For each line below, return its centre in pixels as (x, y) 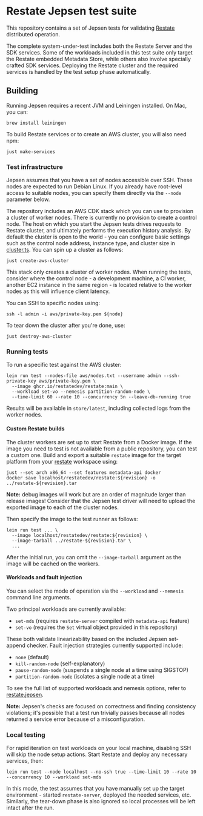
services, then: (25, 761)
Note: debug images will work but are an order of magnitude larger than (96, 494)
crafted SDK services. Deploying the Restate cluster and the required (92, 65)
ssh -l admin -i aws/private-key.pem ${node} (65, 314)
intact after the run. (30, 808)
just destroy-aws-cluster (39, 337)
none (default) (32, 657)
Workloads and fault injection (44, 577)
